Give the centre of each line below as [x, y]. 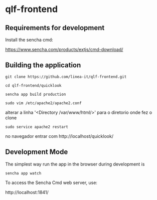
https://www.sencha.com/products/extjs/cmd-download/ [64, 49]
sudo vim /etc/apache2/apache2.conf [43, 103]
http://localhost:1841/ [27, 192]
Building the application [43, 65]
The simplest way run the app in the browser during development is [75, 164]
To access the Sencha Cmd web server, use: [51, 182]
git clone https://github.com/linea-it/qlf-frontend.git [66, 77]
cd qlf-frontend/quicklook [33, 85]
